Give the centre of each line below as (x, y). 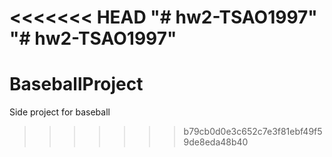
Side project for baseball (60, 112)
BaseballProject (76, 84)
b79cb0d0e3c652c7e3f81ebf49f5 (253, 132)
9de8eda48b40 (216, 142)
